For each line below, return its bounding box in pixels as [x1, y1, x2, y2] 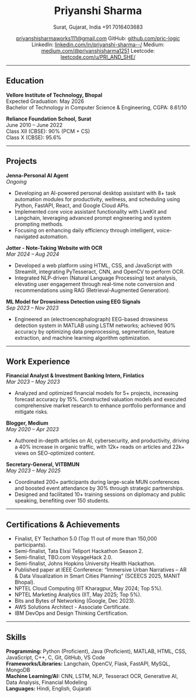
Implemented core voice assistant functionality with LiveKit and [14, 208, 167, 215]
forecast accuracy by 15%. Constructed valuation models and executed [14, 396, 187, 403]
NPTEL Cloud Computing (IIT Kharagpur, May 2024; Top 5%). [14, 585, 163, 592]
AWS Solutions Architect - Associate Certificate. [14, 604, 130, 611]
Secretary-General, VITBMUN [6, 461, 80, 468]
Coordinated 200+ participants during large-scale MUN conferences [14, 479, 180, 486]
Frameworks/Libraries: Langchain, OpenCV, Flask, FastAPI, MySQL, [6, 660, 171, 667]
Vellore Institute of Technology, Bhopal [6, 91, 103, 98]
